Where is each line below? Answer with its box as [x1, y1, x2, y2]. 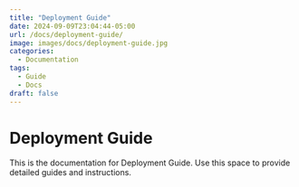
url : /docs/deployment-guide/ [9, 30, 124, 39]
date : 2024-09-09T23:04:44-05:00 [9, 22, 136, 31]
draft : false [9, 89, 59, 98]
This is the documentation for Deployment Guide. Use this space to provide [9, 157, 291, 168]
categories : [9, 47, 54, 56]
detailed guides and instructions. [9, 167, 131, 178]
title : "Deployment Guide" [9, 13, 111, 23]
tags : [9, 64, 30, 73]
